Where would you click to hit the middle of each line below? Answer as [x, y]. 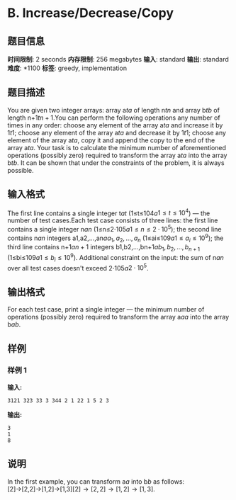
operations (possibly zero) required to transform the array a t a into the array [117, 155]
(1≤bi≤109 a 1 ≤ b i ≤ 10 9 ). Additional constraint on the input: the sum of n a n [116, 258]
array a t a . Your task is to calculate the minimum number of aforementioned [117, 147]
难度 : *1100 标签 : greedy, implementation [67, 68]
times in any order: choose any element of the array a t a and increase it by [115, 125]
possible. [21, 170]
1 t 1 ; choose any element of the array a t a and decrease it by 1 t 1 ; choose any [117, 132]
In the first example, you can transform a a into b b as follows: [96, 481]
